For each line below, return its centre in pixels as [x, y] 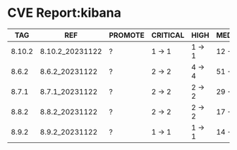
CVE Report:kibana [65, 13]
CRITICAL [168, 35]
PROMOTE [127, 35]
